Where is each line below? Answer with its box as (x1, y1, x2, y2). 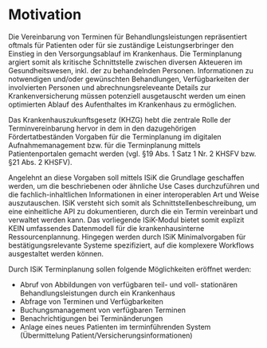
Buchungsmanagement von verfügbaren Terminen (19, 305, 186, 315)
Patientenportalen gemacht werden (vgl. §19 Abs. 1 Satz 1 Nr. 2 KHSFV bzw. (8, 149, 257, 158)
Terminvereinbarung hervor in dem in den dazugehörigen (8, 123, 197, 133)
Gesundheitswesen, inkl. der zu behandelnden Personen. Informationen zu (8, 65, 253, 75)
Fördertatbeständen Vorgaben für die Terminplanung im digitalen (8, 131, 222, 141)
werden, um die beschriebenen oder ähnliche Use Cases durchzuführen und (8, 181, 260, 190)
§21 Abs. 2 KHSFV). (8, 157, 73, 166)
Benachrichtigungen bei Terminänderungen (19, 313, 163, 323)
